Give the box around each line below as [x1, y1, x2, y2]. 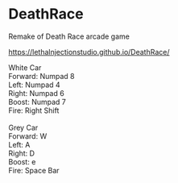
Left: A [8, 139, 31, 149]
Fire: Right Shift [8, 106, 60, 115]
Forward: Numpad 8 [8, 71, 75, 81]
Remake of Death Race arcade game [8, 31, 130, 41]
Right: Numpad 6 [8, 88, 64, 98]
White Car [8, 62, 42, 73]
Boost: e [8, 156, 36, 166]
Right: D [8, 148, 35, 158]
